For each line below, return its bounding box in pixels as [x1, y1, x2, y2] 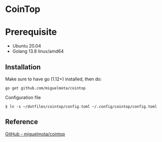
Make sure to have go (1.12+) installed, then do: [5, 76, 102, 82]
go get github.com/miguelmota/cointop [5, 85, 86, 90]
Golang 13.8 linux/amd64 [12, 48, 64, 54]
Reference [5, 117, 38, 126]
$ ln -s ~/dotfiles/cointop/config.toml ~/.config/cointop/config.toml [5, 104, 157, 109]
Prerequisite [5, 26, 57, 38]
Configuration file [5, 94, 41, 100]
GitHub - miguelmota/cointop [5, 131, 65, 137]
